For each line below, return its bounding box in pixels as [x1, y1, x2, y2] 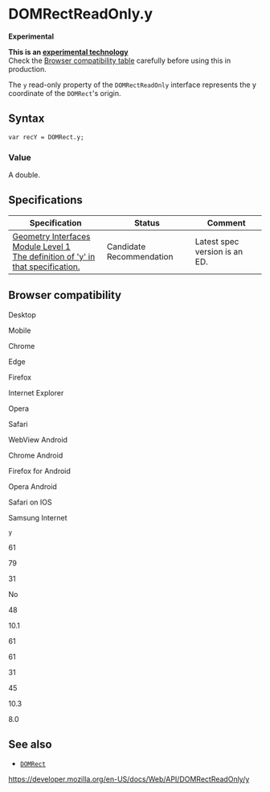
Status [133, 217, 161, 228]
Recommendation [106, 251, 174, 262]
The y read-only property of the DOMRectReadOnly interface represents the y [8, 80, 257, 89]
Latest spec [194, 235, 239, 247]
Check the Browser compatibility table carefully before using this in [8, 56, 231, 65]
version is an [194, 246, 243, 257]
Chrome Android [8, 450, 63, 460]
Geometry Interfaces [12, 230, 91, 242]
